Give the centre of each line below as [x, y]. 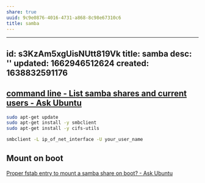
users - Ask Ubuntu [44, 103]
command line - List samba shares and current [97, 94]
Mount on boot [35, 158]
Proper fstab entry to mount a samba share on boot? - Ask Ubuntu [89, 173]
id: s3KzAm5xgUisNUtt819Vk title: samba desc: [99, 53]
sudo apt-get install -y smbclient [52, 123]
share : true [21, 12]
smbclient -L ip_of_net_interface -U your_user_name [75, 140]
